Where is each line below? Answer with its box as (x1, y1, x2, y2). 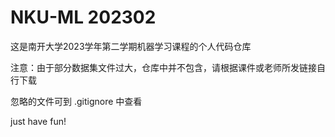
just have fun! (10, 115, 67, 127)
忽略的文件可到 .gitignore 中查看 (10, 95, 143, 107)
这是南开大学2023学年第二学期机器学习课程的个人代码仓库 (10, 40, 252, 52)
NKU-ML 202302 (10, 6, 157, 29)
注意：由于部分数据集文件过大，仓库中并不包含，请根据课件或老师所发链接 (10, 61, 317, 73)
